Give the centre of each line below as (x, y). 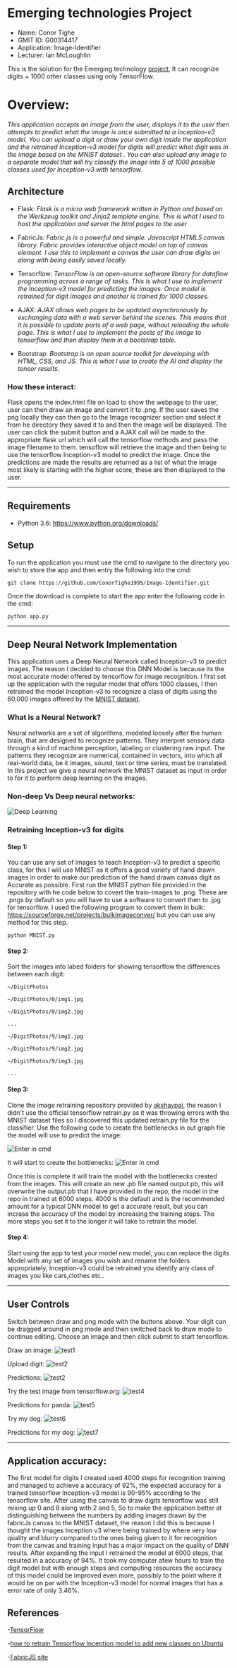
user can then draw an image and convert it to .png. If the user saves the (113, 409)
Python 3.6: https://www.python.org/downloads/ (88, 523)
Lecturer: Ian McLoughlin (54, 55)
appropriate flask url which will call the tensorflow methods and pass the (113, 439)
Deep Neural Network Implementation (92, 645)
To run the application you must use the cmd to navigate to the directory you (119, 562)
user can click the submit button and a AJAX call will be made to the (106, 432)
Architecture (36, 192)
